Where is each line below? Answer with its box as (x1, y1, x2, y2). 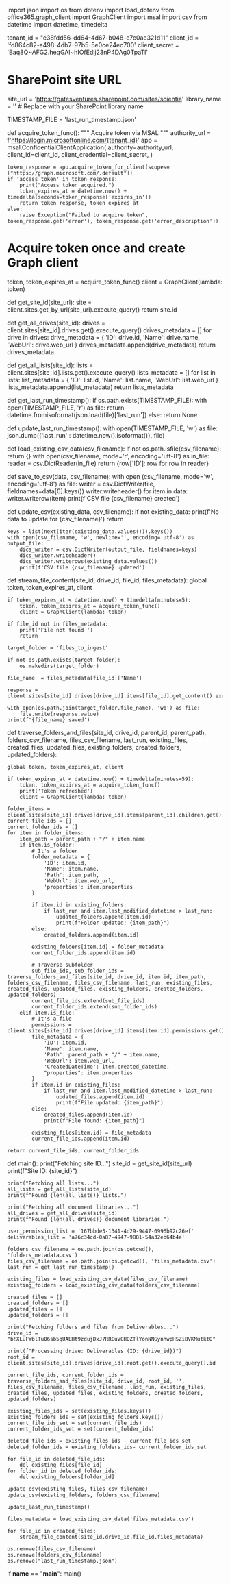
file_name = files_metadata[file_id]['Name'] (7, 674, 142, 681)
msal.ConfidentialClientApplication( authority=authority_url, (7, 143, 174, 151)
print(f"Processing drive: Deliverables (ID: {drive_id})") (7, 1348, 183, 1354)
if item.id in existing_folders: (31, 901, 127, 908)
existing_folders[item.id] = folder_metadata (31, 943, 164, 950)
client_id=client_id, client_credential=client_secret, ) (7, 150, 153, 158)
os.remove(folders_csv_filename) (7, 1551, 103, 1558)
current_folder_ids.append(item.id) (31, 949, 136, 956)
